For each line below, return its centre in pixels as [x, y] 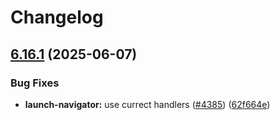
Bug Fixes [35, 83]
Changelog [57, 17]
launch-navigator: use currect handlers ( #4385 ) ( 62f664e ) [147, 104]
